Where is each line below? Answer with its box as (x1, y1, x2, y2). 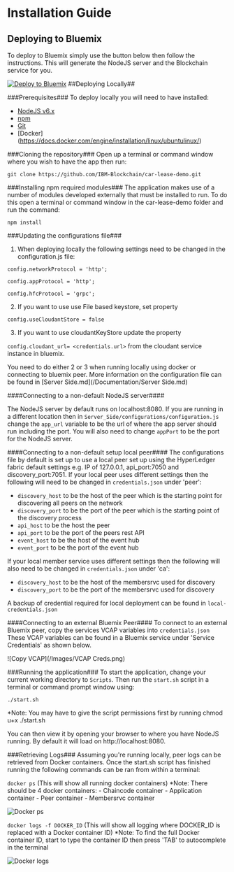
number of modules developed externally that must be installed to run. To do (7, 191, 228, 199)
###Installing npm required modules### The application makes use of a (7, 183, 215, 192)
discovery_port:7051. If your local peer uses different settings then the (7, 471, 209, 478)
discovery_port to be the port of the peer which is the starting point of (17, 506, 220, 515)
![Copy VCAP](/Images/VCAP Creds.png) (7, 655, 126, 662)
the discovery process (17, 514, 82, 522)
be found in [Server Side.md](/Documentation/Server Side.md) (7, 378, 188, 386)
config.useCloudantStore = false (7, 316, 105, 323)
